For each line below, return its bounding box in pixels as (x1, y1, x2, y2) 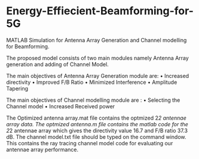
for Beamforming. (6, 43, 50, 50)
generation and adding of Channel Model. (6, 61, 109, 68)
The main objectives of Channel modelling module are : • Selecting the (6, 96, 180, 104)
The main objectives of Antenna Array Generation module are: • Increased (6, 72, 189, 79)
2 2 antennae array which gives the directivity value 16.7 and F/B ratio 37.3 (6, 127, 188, 134)
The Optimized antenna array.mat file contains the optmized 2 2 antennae (6, 114, 187, 121)
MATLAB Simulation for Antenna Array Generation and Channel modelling (6, 36, 187, 43)
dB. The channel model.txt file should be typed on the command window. (6, 133, 186, 141)
